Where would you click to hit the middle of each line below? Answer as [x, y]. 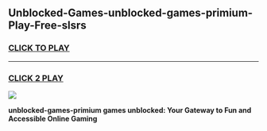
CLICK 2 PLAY [36, 78]
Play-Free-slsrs [48, 26]
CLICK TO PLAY [39, 48]
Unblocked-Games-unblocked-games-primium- [130, 13]
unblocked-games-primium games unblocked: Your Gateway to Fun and [130, 110]
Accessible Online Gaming [53, 118]
